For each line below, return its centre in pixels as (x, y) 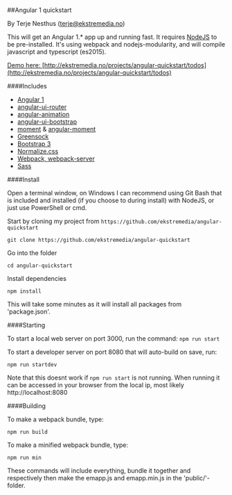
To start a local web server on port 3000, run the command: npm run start (114, 339)
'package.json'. (29, 311)
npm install (24, 291)
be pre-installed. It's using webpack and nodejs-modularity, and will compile (116, 44)
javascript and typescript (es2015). (57, 52)
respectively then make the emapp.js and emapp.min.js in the (95, 478)
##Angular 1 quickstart (39, 10)
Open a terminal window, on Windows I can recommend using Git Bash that (115, 193)
